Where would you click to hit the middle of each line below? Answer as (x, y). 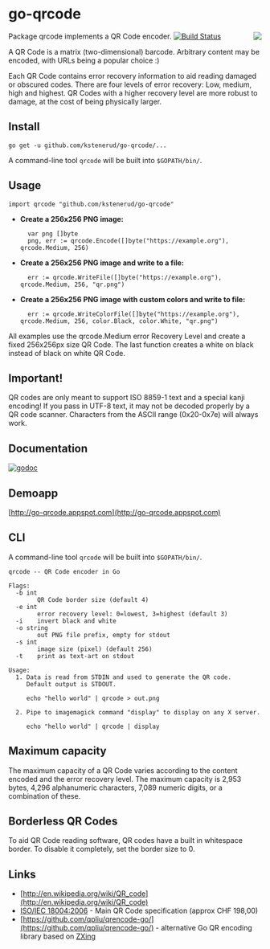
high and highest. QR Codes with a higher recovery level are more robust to (133, 92)
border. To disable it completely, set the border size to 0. (102, 849)
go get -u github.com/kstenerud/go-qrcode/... (88, 145)
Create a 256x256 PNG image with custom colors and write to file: (133, 299)
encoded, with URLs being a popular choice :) (84, 60)
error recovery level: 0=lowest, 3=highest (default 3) (133, 614)
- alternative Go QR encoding (204, 928)
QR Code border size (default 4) (93, 599)
